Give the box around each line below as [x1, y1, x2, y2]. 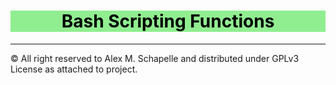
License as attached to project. [10, 63, 138, 75]
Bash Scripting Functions [61, 10, 275, 33]
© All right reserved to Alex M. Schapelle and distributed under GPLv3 [10, 52, 300, 64]
